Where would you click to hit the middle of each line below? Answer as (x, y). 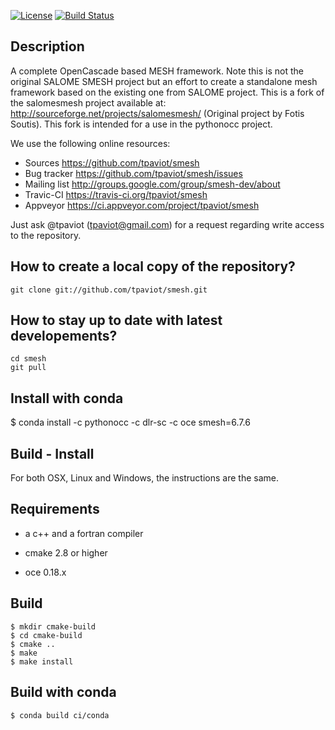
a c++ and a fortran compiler (84, 533)
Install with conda (67, 398)
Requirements (55, 509)
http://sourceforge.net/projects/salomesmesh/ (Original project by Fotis (157, 113)
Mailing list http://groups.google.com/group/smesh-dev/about (152, 184)
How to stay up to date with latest (116, 320)
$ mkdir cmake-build (53, 626)
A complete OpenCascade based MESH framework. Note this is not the (157, 71)
